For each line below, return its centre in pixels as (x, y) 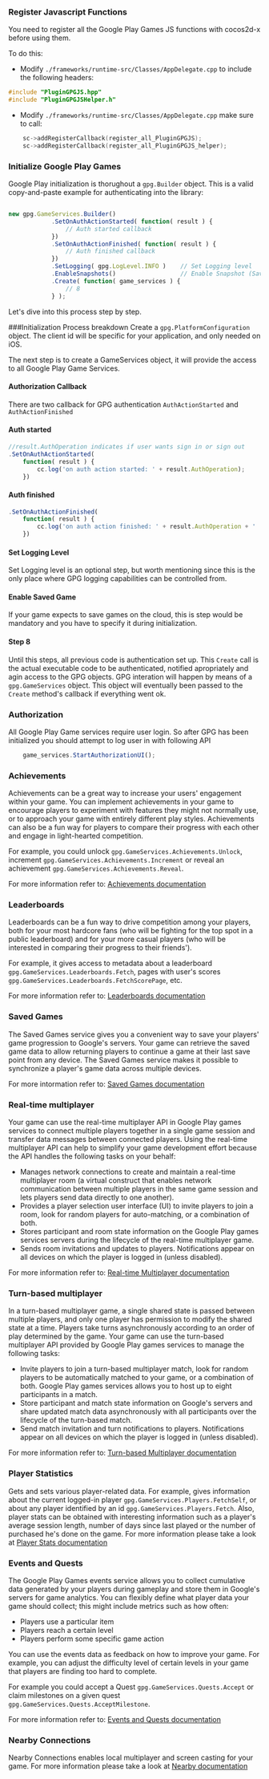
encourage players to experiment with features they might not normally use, (133, 810)
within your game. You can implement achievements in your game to (121, 802)
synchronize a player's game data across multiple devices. (105, 1068)
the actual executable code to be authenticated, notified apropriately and (128, 668)
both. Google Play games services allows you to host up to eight (126, 1386)
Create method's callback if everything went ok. (87, 693)
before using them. (40, 38)
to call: (31, 124)
